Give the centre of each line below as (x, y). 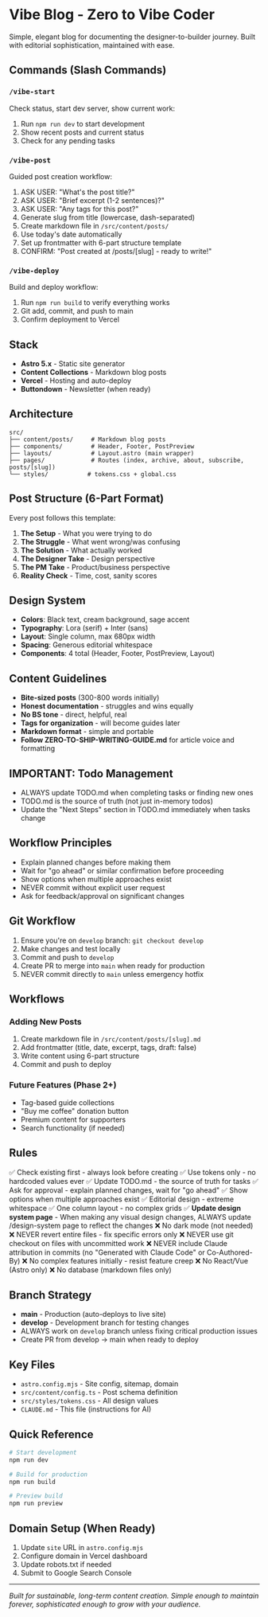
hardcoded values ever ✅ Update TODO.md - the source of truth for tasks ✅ (134, 1181)
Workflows (37, 1000)
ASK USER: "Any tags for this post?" (80, 209)
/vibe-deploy (34, 271)
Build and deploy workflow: (54, 287)
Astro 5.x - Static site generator (73, 364)
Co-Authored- (229, 1252)
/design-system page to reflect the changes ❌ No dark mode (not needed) (131, 1225)
